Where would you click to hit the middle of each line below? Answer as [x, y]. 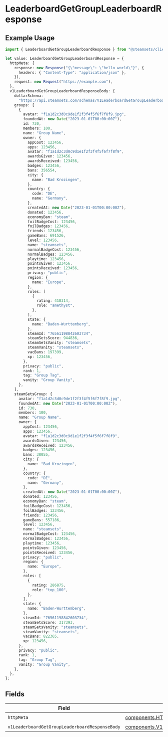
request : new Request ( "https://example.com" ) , [63, 82]
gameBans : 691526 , [46, 236]
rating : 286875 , [49, 585]
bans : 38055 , [37, 455]
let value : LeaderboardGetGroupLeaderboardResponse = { [64, 58]
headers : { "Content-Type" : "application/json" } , [72, 72]
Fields [15, 694]
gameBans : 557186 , [42, 520]
